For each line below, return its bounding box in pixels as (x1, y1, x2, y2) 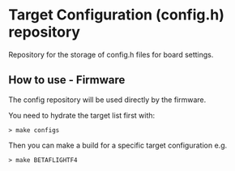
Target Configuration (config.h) (8, 6, 225, 24)
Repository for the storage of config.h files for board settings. (8, 49, 214, 59)
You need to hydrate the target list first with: (8, 110, 156, 120)
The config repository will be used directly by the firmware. (8, 95, 207, 105)
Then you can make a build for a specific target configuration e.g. (8, 140, 228, 150)
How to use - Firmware (8, 73, 126, 87)
